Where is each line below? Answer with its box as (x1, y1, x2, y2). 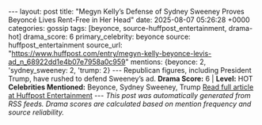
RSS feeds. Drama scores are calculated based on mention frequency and (8, 99, 252, 108)
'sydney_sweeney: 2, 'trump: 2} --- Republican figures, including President (8, 66, 252, 74)
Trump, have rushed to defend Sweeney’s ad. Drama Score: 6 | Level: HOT (8, 74, 253, 83)
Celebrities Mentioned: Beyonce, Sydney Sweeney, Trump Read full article (8, 82, 254, 92)
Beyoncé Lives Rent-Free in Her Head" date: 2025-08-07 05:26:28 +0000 (8, 15, 251, 25)
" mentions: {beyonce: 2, (125, 57, 207, 66)
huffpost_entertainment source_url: (8, 40, 123, 50)
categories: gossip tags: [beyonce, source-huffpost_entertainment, (8, 24, 227, 32)
